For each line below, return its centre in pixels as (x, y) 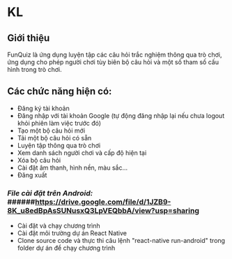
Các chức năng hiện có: (60, 91)
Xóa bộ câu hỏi (39, 160)
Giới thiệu (29, 38)
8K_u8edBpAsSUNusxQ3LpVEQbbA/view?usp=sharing (103, 210)
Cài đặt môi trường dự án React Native (72, 233)
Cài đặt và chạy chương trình (59, 226)
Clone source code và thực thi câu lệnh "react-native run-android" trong (121, 241)
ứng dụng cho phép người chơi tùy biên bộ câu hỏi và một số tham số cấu (113, 62)
